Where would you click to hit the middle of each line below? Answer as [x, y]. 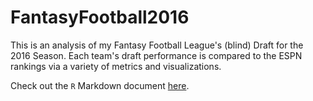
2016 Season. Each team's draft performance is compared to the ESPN [156, 55]
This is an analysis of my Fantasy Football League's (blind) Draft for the [157, 45]
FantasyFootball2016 [100, 17]
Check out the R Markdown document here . [100, 85]
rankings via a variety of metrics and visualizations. [116, 66]
